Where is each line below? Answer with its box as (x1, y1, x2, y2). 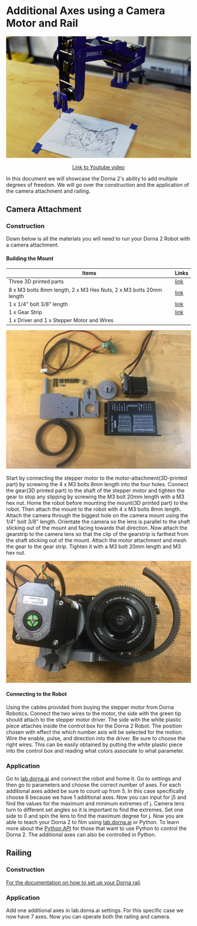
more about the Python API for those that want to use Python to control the (6, 825, 187, 832)
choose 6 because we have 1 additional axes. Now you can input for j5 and (6, 794, 186, 801)
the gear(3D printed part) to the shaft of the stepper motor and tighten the (6, 487, 185, 494)
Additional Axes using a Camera (6, 4, 165, 18)
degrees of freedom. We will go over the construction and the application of (6, 181, 189, 188)
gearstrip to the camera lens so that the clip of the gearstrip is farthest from (6, 530, 189, 537)
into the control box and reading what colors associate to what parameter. (6, 747, 185, 754)
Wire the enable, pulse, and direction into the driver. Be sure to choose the (6, 734, 186, 742)
